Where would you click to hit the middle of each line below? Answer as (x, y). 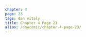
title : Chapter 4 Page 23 (31, 23)
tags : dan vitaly (23, 18)
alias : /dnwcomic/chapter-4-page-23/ (43, 27)
